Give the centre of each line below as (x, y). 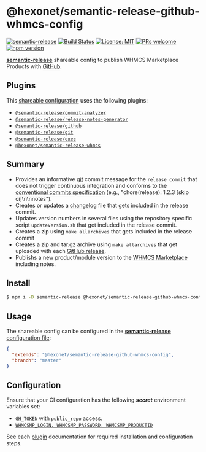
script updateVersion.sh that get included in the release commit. (96, 225)
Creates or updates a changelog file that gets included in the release (102, 205)
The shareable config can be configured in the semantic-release (89, 331)
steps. (14, 443)
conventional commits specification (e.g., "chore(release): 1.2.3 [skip (102, 192)
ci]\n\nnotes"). (33, 198)
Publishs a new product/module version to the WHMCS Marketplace (101, 257)
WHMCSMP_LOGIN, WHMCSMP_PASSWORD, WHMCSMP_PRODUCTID (84, 426)
